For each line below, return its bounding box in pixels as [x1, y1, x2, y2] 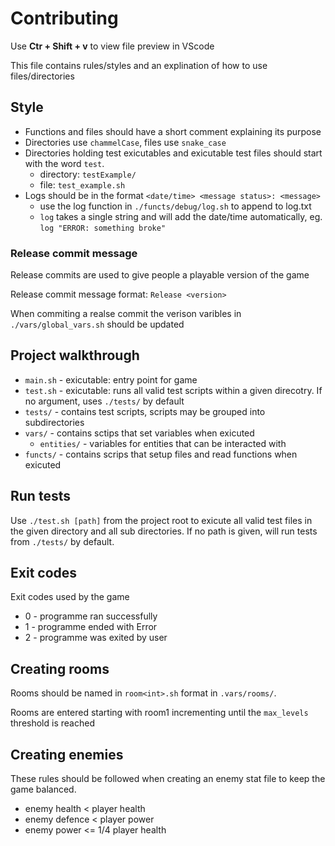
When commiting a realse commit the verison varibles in [10, 308, 242, 320]
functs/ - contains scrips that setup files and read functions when [24, 448, 298, 460]
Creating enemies [10, 746, 124, 763]
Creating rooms [10, 660, 110, 677]
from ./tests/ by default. [10, 535, 115, 547]
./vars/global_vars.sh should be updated [10, 318, 185, 331]
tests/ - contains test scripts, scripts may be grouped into [24, 405, 266, 417]
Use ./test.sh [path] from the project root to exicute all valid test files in [10, 514, 313, 526]
